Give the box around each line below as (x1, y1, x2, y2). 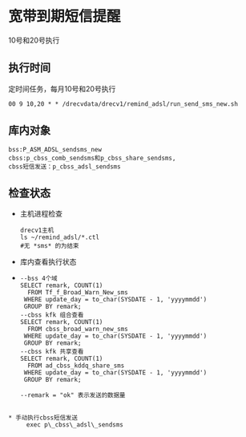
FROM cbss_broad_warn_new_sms (27, 326, 128, 334)
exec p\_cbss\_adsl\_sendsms (26, 421, 124, 429)
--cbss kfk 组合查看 (19, 311, 84, 319)
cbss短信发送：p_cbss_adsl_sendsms (8, 162, 122, 171)
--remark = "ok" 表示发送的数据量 (19, 391, 126, 399)
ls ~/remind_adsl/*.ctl (19, 233, 100, 241)
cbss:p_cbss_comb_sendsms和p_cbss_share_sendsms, (8, 154, 176, 162)
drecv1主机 (19, 226, 54, 235)
